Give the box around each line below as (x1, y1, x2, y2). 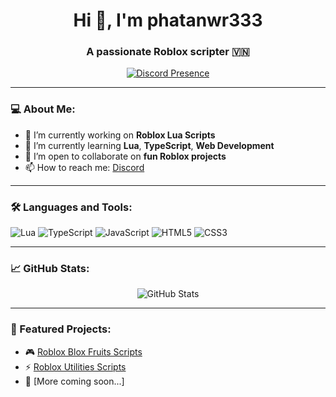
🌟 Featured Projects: (10, 322, 112, 336)
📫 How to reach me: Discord (24, 161, 145, 173)
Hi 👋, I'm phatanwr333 (73, 9, 263, 32)
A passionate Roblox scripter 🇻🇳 (86, 45, 250, 59)
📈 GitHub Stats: (10, 262, 90, 275)
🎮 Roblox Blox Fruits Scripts (24, 345, 143, 358)
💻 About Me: (10, 102, 76, 116)
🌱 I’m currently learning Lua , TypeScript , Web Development (24, 139, 275, 151)
